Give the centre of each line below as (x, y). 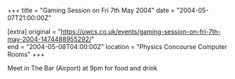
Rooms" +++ (26, 54)
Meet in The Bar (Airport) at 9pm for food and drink (83, 68)
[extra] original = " (34, 32)
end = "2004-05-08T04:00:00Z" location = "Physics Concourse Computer (117, 47)
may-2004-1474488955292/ (49, 39)
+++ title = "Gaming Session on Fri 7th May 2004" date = (92, 10)
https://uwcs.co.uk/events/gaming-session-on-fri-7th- (141, 32)
